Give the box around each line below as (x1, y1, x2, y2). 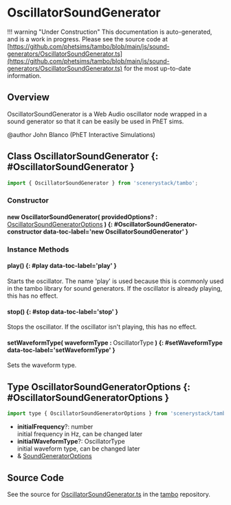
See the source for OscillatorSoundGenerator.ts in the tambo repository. (7, 490, 211, 498)
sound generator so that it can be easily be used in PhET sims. (7, 117, 184, 125)
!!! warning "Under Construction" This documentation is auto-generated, (7, 28, 212, 36)
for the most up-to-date (123, 64, 191, 72)
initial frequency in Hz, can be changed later (16, 430, 143, 438)
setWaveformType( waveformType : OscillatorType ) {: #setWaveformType (7, 338, 223, 347)
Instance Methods (7, 245, 69, 254)
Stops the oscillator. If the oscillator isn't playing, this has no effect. (7, 322, 197, 331)
